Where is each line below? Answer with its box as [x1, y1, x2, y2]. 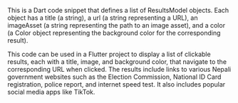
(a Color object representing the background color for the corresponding [7, 28, 221, 37]
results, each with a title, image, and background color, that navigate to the [7, 58, 227, 66]
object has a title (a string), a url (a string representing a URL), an [7, 13, 198, 22]
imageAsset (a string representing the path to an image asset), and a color [7, 21, 226, 29]
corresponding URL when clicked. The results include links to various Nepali [7, 65, 232, 73]
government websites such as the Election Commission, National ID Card [7, 72, 222, 81]
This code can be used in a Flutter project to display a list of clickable [7, 50, 212, 58]
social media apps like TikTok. [7, 88, 95, 96]
